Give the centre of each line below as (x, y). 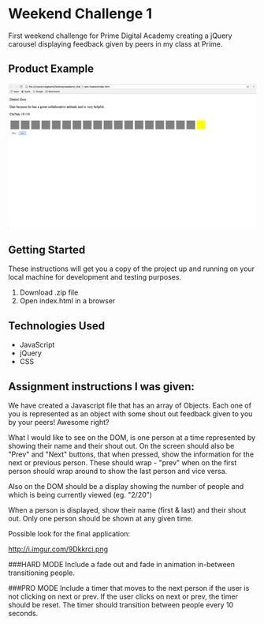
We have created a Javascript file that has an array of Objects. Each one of (130, 406)
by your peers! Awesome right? (59, 423)
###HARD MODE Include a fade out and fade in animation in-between (121, 565)
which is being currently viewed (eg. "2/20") (80, 495)
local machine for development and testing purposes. (95, 277)
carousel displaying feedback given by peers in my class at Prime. (115, 43)
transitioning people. (41, 573)
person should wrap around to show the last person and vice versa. (118, 472)
